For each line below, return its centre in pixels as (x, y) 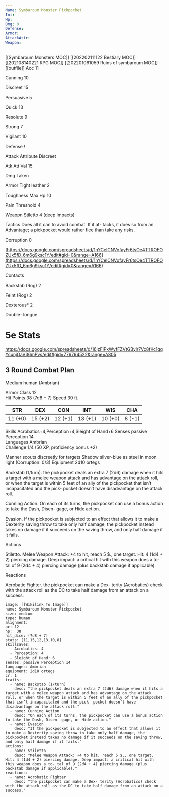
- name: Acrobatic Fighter (38, 777)
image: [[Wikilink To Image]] (37, 604)
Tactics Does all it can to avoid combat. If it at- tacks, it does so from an (79, 224)
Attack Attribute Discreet (31, 156)
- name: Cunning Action (34, 711)
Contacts (15, 275)
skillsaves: (18, 644)
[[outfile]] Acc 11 (22, 68)
